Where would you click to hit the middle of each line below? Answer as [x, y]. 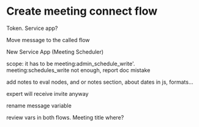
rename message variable [39, 106]
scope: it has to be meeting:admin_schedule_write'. [71, 64]
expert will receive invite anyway [47, 93]
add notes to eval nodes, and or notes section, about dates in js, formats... [100, 82]
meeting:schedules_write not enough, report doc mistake [78, 70]
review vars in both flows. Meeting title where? [65, 117]
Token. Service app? [32, 28]
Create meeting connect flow [82, 11]
